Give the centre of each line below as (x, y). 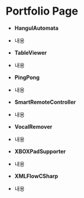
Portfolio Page (42, 11)
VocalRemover (33, 126)
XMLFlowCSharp (36, 176)
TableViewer (31, 52)
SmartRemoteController (45, 102)
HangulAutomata (36, 28)
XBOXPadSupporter (40, 151)
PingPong (27, 77)
